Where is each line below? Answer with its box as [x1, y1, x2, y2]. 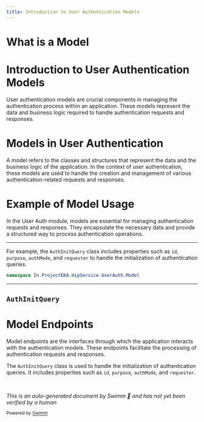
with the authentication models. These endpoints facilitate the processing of [6, 344, 197, 351]
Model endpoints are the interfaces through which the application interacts [6, 338, 193, 345]
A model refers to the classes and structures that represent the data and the [6, 156, 196, 164]
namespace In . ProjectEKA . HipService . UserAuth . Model [6, 272, 140, 278]
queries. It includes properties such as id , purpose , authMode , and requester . [6, 369, 196, 376]
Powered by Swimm [6, 410, 48, 417]
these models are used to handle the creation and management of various [6, 169, 191, 177]
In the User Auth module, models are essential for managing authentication [6, 217, 194, 225]
